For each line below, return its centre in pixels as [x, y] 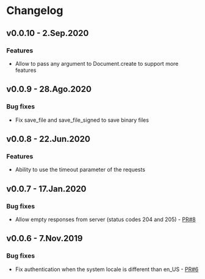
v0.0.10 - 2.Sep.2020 [48, 33]
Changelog [35, 11]
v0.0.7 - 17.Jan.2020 [46, 189]
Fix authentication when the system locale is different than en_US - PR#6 [107, 269]
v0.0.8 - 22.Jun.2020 [48, 139]
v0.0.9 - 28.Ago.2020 [49, 89]
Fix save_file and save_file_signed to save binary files [82, 120]
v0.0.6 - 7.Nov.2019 [45, 238]
